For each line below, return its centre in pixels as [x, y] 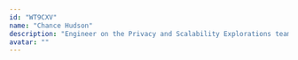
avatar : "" [29, 42]
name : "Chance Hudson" [51, 26]
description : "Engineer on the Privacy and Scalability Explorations [141, 34]
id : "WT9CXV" [33, 17]
